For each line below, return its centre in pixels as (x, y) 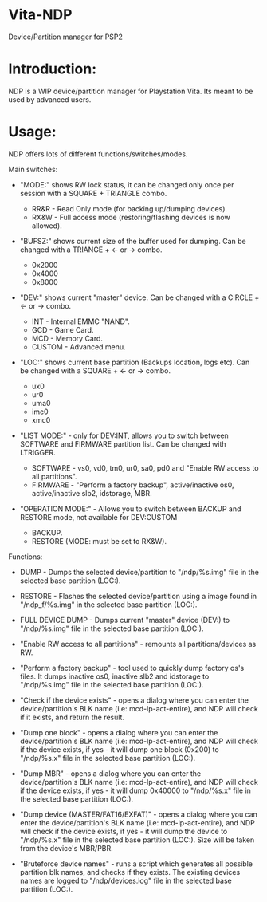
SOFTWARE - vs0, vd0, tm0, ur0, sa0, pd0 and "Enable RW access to (145, 467)
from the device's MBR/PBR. (66, 848)
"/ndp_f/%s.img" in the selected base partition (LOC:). (108, 605)
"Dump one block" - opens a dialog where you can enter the (119, 732)
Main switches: (33, 169)
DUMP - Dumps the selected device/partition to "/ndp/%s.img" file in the (139, 572)
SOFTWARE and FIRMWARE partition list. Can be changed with (123, 443)
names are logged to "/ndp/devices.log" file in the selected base (126, 880)
